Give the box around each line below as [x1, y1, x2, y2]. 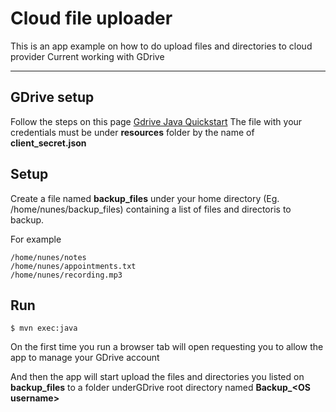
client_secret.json [10, 137, 87, 149]
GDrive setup [10, 89, 95, 106]
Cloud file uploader [10, 7, 173, 30]
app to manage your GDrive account [10, 352, 160, 364]
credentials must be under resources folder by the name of [10, 126, 255, 138]
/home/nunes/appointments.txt [10, 261, 137, 271]
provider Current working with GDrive [10, 50, 165, 62]
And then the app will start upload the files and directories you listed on [10, 371, 305, 383]
